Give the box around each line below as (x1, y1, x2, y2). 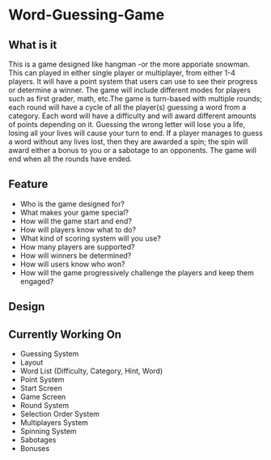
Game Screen (19, 392, 66, 402)
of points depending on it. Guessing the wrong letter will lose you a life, (8, 120, 245, 129)
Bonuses (19, 444, 50, 454)
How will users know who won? (19, 259, 125, 269)
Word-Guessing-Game (8, 6, 165, 24)
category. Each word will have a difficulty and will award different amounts (8, 111, 256, 121)
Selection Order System (19, 409, 100, 419)
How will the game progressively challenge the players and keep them (19, 267, 255, 277)
